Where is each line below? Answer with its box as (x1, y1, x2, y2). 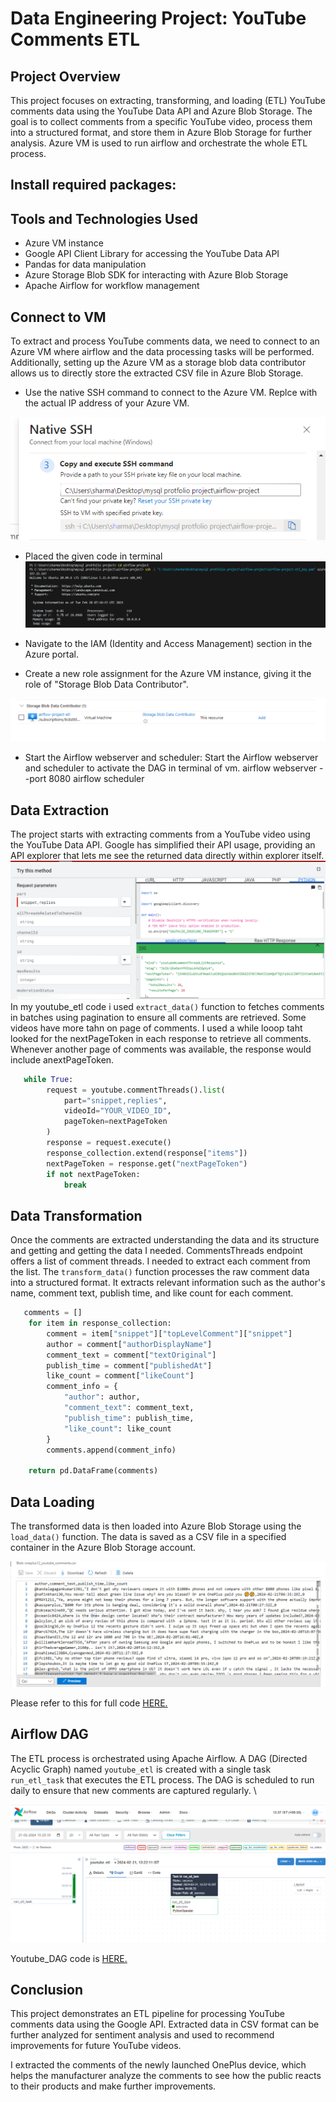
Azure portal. (24, 648, 79, 660)
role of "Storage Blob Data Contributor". (24, 678, 189, 690)
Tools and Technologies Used (10, 210, 198, 227)
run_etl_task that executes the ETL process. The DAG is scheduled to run (10, 1773, 315, 1786)
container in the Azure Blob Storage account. (10, 1542, 197, 1554)
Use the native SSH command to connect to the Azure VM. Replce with (24, 387, 318, 399)
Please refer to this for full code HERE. (10, 1697, 168, 1709)
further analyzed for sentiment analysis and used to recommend (10, 2029, 275, 2041)
